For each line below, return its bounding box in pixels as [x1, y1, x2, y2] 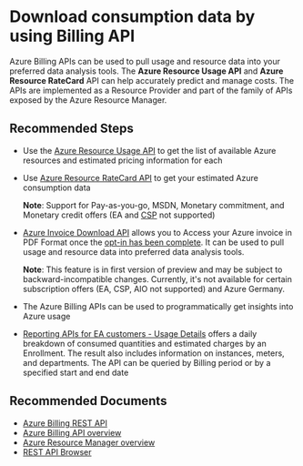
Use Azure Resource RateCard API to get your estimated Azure [22, 172, 259, 183]
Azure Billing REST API [22, 417, 107, 429]
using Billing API [9, 25, 135, 46]
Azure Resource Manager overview [22, 437, 156, 448]
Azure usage [22, 310, 71, 321]
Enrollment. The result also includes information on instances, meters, [22, 348, 285, 359]
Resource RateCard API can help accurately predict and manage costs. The [9, 75, 294, 86]
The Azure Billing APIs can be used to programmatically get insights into [22, 300, 294, 311]
